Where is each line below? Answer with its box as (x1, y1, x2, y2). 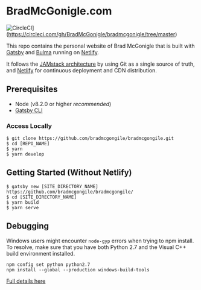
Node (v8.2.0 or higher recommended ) (14, 100, 112, 107)
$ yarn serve (6, 204, 39, 210)
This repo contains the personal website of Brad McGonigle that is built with (6, 42, 195, 49)
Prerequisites (6, 84, 58, 95)
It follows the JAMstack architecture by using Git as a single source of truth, (6, 60, 195, 68)
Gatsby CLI (14, 107, 43, 114)
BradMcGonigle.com (6, 4, 112, 18)
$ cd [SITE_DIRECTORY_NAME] (6, 194, 77, 200)
